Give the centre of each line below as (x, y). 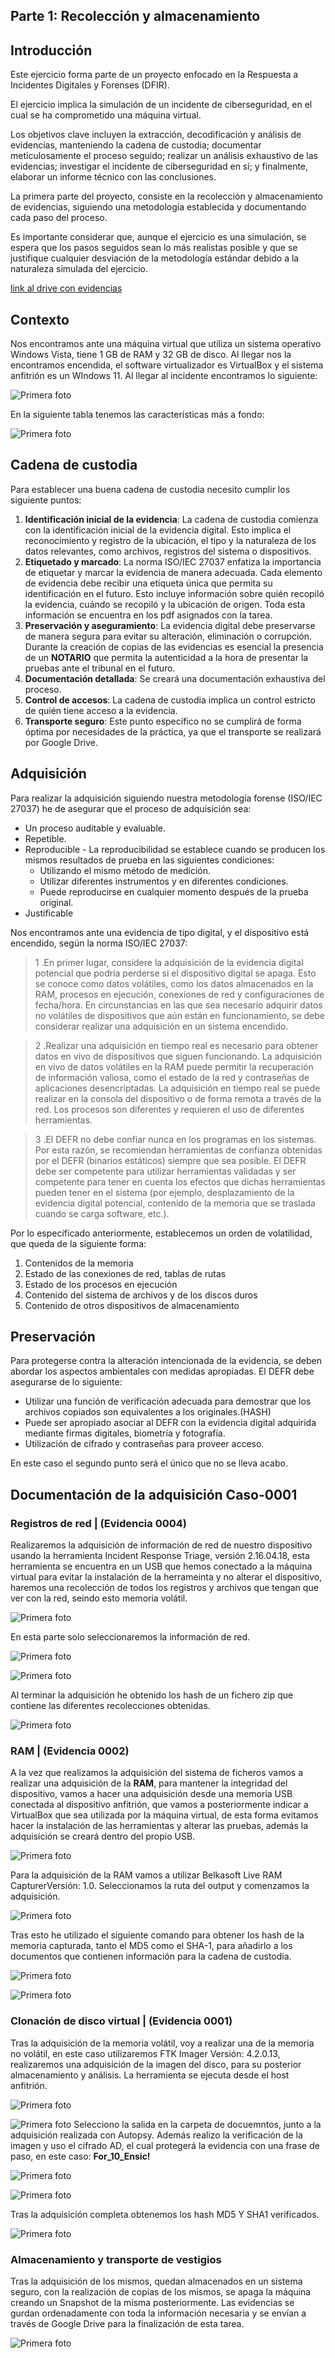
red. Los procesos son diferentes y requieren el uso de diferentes (169, 1109)
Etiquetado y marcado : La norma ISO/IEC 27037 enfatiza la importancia (173, 561)
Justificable (49, 913)
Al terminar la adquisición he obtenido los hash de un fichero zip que (152, 1695)
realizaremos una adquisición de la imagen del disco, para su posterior (156, 2064)
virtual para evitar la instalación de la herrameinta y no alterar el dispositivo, (166, 1577)
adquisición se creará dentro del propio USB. (103, 1836)
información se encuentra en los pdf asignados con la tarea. (148, 615)
